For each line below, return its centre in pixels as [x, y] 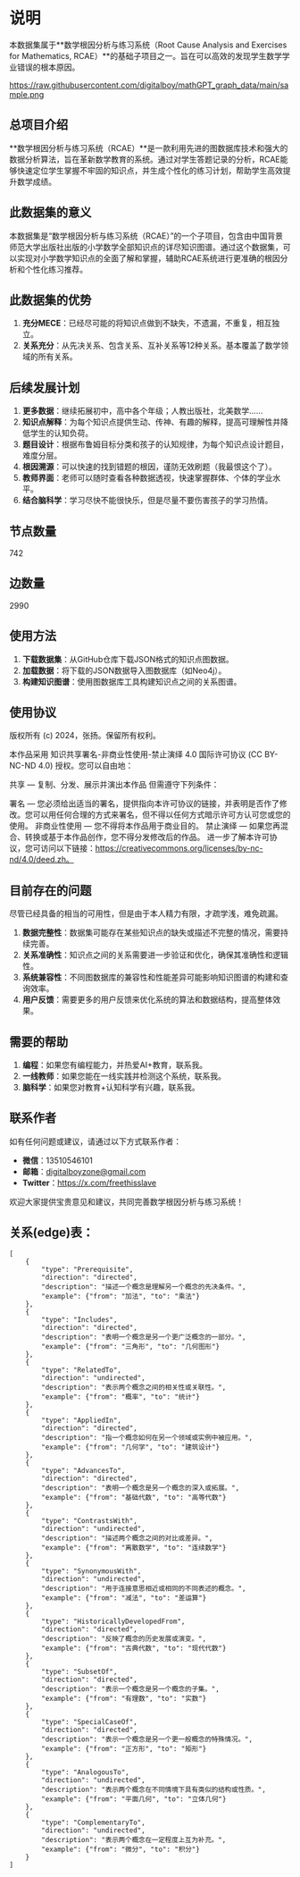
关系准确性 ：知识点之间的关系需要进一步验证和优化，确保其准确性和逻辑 [155, 955]
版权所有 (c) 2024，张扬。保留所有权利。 [85, 736]
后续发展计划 [45, 387]
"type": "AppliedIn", [82, 1420]
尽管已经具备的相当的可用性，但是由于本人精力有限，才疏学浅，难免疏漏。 [146, 913]
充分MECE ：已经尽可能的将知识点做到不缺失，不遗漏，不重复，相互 [147, 324]
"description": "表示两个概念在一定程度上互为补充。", [134, 1839]
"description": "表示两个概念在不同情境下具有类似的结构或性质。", [154, 1789]
